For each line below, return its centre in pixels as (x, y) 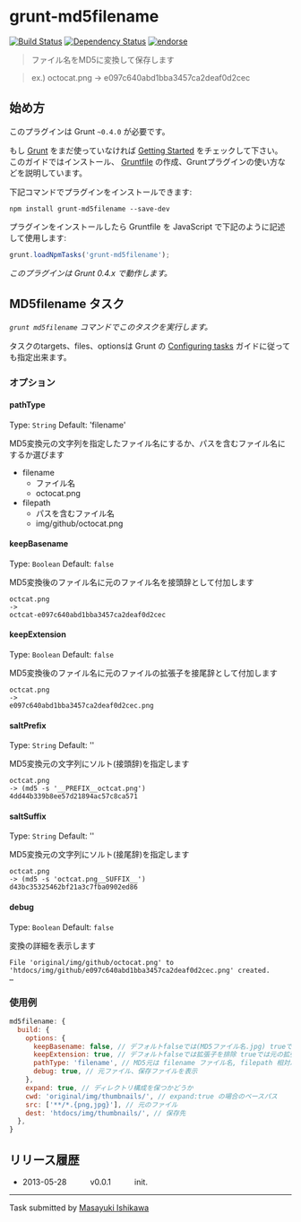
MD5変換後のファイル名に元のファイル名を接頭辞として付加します (132, 582)
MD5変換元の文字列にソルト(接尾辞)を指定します (99, 855)
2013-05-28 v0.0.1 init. (85, 1182)
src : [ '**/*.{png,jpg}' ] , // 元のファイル (102, 1105)
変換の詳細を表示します (52, 945)
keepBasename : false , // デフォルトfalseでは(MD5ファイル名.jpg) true (159, 1046)
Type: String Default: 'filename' (68, 425)
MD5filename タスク (67, 304)
